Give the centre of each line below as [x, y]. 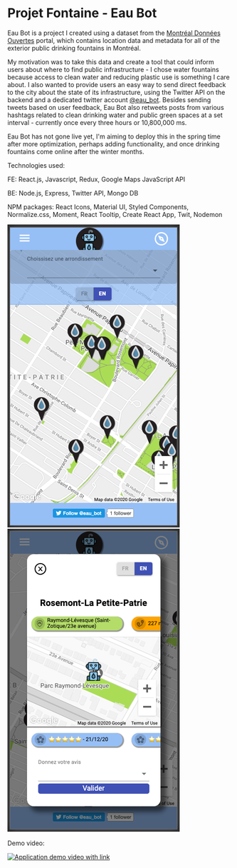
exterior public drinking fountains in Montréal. [74, 48]
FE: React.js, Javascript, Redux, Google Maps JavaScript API [96, 179]
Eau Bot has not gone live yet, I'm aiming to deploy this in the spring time [114, 136]
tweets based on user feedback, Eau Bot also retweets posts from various [116, 107]
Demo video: [26, 843]
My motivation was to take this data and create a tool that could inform [111, 61]
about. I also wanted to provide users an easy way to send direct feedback [117, 84]
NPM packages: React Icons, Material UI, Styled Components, [98, 207]
